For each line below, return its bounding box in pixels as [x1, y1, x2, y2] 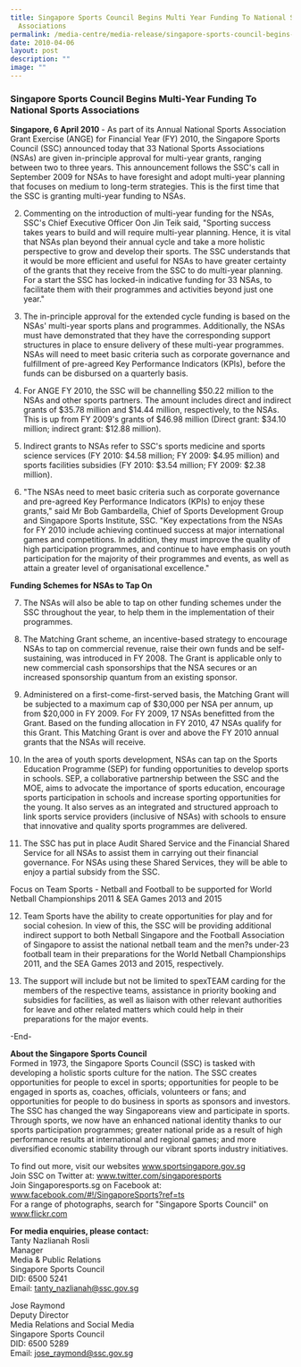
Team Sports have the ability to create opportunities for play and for [22, 910, 273, 922]
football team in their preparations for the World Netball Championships [22, 949, 287, 960]
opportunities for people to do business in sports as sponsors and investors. [10, 1096, 291, 1106]
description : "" [10, 55, 71, 64]
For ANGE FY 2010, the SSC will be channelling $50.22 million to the [22, 386, 274, 397]
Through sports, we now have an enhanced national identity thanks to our [10, 1115, 282, 1126]
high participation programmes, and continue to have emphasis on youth [22, 543, 291, 555]
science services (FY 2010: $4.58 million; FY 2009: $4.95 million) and [22, 450, 280, 461]
